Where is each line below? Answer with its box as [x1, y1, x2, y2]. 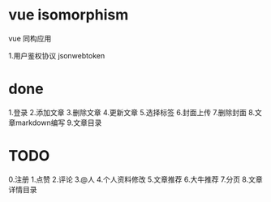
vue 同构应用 [8, 33, 52, 43]
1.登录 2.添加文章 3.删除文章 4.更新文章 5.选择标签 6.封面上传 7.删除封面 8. [8, 107, 256, 117]
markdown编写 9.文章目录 [15, 118, 102, 127]
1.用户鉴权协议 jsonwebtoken [8, 50, 105, 60]
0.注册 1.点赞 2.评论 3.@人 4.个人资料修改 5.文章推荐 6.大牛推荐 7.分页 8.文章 [8, 174, 263, 184]
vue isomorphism [8, 6, 129, 24]
